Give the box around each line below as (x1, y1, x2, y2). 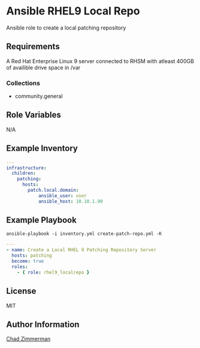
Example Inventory (6, 143, 78, 154)
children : (11, 170, 36, 177)
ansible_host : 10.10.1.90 (38, 198, 103, 204)
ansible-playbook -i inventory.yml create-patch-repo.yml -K (6, 231, 162, 237)
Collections (6, 79, 41, 87)
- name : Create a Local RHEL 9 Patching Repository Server (6, 247, 157, 253)
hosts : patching (11, 252, 52, 259)
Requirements (6, 41, 60, 52)
